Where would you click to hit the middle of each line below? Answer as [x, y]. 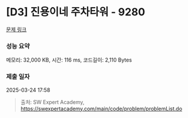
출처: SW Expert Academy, [52, 102]
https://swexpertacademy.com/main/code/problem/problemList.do [101, 109]
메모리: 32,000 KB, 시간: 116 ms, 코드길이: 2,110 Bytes [69, 60]
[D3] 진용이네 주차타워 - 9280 [76, 12]
